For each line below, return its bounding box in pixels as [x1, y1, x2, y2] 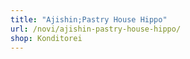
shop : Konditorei [10, 33, 83, 43]
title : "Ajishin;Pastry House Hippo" [10, 14, 168, 25]
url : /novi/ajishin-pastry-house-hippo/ [10, 24, 182, 34]
